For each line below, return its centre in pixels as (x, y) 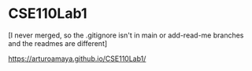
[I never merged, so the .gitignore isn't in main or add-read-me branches (126, 35)
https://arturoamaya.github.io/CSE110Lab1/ (77, 59)
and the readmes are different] (58, 43)
